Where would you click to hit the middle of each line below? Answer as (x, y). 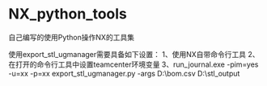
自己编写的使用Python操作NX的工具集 (72, 37)
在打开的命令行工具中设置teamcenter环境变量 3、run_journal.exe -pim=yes (133, 64)
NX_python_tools (68, 14)
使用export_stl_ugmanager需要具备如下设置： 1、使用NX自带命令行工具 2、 (134, 54)
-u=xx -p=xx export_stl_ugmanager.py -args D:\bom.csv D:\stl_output (124, 73)
